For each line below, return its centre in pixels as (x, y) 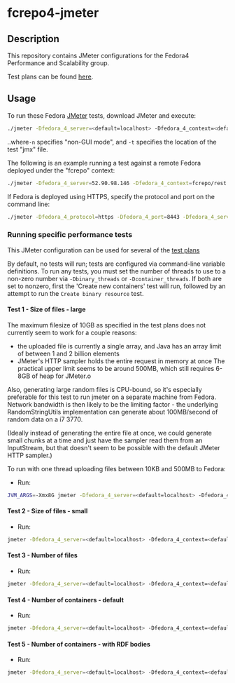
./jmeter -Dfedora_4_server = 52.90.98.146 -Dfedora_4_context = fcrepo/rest (117, 183)
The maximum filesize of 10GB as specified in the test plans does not (107, 325)
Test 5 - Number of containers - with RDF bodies (79, 644)
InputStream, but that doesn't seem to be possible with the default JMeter (114, 447)
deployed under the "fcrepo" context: (61, 170)
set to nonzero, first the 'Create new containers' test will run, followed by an (116, 286)
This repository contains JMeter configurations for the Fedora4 (98, 55)
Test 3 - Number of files (43, 555)
